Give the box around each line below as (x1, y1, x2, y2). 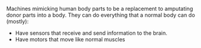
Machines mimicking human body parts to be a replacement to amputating (6, 5, 193, 12)
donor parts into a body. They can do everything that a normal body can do (6, 11, 196, 19)
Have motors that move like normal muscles (15, 36, 125, 43)
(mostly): (6, 18, 29, 25)
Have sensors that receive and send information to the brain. (15, 29, 167, 37)
